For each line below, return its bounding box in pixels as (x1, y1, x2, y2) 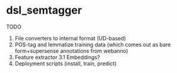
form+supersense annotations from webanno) (14, 47, 128, 54)
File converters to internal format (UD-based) (14, 34, 126, 42)
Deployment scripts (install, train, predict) (14, 60, 117, 67)
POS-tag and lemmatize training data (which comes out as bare (14, 41, 171, 48)
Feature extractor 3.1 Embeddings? (14, 53, 100, 61)
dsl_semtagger (6, 4, 82, 17)
